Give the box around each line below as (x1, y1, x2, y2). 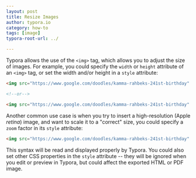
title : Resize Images (6, 14, 59, 20)
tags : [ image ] (6, 30, 41, 36)
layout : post (6, 8, 38, 15)
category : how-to (6, 25, 49, 31)
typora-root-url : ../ (6, 36, 59, 41)
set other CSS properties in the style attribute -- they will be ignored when (6, 152, 187, 159)
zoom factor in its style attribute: (6, 124, 83, 131)
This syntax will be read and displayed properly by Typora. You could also (6, 146, 184, 153)
